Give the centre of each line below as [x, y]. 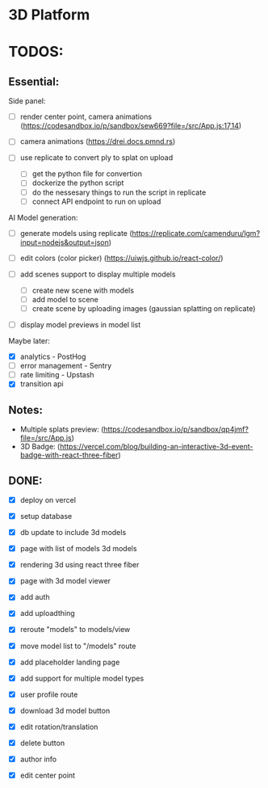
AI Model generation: [43, 217]
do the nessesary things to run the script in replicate [119, 192]
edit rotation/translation [59, 727]
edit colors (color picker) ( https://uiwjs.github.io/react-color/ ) [121, 258]
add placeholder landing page [70, 662]
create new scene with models [83, 290]
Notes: [25, 410]
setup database [46, 516]
